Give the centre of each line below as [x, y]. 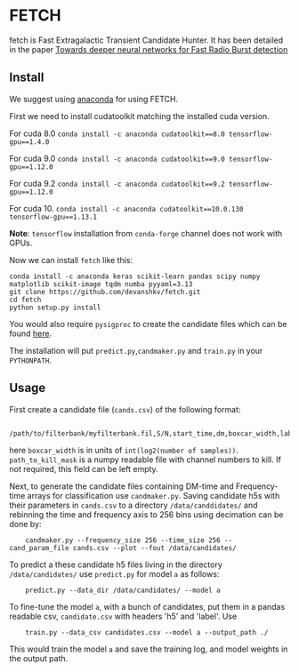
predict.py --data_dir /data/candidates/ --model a [123, 590]
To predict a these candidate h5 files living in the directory [116, 564]
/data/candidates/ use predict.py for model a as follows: [114, 573]
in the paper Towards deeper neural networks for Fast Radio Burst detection [149, 49]
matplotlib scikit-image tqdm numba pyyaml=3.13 [101, 284]
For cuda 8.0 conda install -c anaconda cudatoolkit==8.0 [117, 133]
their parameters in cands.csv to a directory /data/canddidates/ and [133, 505]
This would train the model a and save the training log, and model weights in [149, 649]
